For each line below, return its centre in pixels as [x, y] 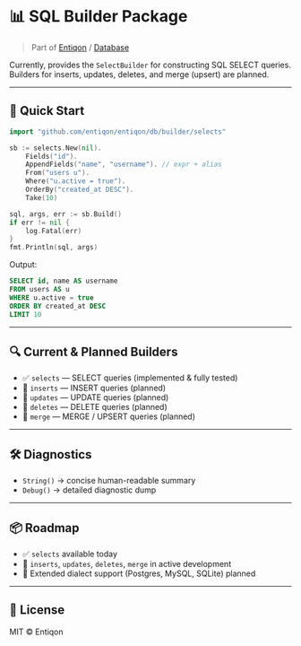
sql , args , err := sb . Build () [66, 214]
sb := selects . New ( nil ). [56, 148]
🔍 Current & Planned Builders [94, 351]
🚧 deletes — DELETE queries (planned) [95, 407]
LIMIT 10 [26, 314]
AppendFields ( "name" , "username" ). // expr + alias [124, 165]
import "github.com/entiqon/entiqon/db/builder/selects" [118, 131]
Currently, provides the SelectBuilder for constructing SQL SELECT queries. [150, 65]
